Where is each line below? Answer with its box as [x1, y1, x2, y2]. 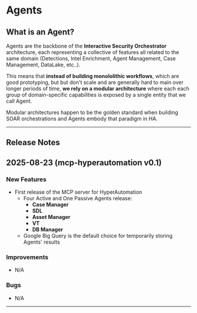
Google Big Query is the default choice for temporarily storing [23, 233, 173, 240]
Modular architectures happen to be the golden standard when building [6, 109, 178, 116]
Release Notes [6, 137, 60, 147]
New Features [6, 175, 47, 183]
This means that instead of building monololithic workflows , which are [6, 73, 179, 79]
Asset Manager [32, 214, 71, 221]
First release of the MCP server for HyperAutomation [14, 189, 142, 196]
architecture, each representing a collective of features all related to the [6, 49, 179, 56]
